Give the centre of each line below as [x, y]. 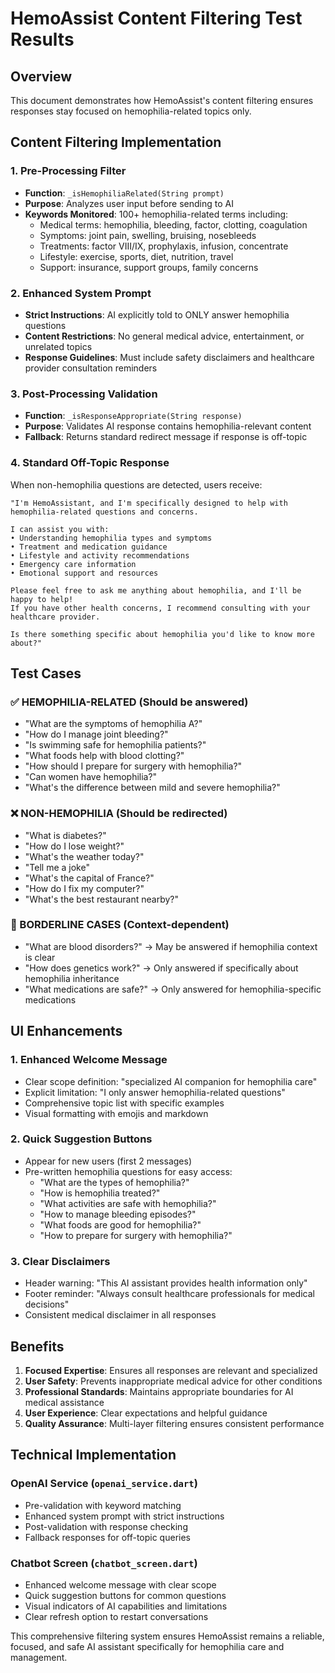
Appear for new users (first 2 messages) [108, 1161]
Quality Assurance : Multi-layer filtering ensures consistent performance [174, 1423]
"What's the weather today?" [84, 856]
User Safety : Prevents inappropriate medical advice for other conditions [173, 1381]
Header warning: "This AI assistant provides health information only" [166, 1283]
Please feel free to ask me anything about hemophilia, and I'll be [156, 590]
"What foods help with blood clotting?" [104, 756]
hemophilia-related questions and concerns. [104, 512]
